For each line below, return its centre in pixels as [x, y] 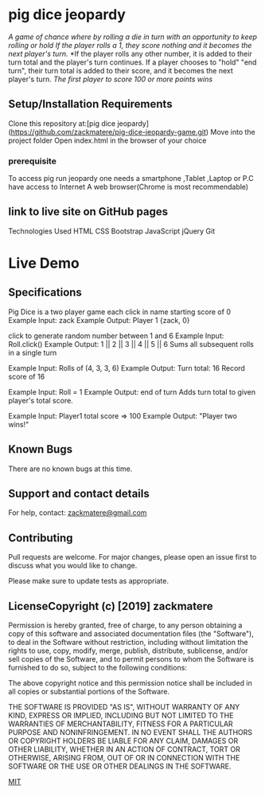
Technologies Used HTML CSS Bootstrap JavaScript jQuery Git [112, 231]
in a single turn [33, 352]
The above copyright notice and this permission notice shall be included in [130, 683]
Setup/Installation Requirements [90, 104]
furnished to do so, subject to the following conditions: [97, 668]
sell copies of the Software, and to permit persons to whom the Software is [131, 659]
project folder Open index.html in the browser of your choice [107, 140]
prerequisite [33, 161]
